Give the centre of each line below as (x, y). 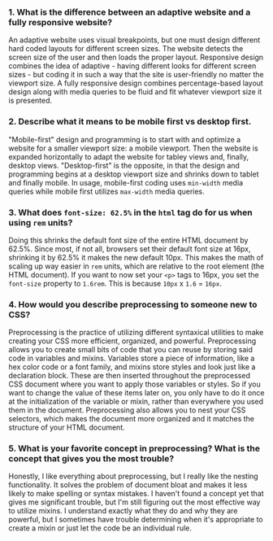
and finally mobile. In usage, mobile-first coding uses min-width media (126, 182)
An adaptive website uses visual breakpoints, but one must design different (134, 40)
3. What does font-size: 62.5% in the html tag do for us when (131, 212)
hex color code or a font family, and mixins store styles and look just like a (132, 367)
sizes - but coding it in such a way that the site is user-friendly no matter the (136, 75)
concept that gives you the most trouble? (91, 459)
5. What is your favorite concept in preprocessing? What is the (134, 448)
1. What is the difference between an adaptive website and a (130, 12)
